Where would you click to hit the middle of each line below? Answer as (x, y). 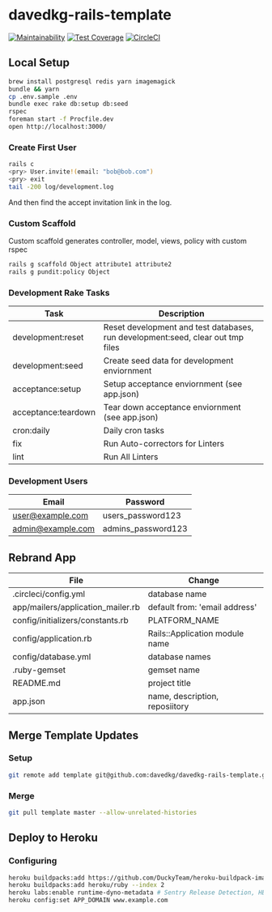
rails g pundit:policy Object (59, 272)
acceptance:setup (47, 389)
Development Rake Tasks (59, 292)
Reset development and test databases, (178, 327)
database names (180, 657)
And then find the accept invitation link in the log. (90, 202)
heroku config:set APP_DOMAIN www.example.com (88, 901)
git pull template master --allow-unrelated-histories (103, 812)
